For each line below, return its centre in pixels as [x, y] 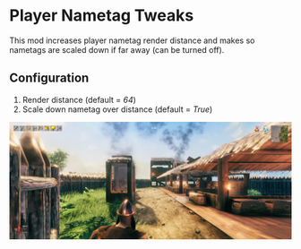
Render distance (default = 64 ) [79, 99]
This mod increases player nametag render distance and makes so [132, 40]
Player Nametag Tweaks [102, 16]
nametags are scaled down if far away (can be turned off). [117, 49]
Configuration [49, 78]
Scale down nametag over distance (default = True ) [117, 109]
